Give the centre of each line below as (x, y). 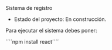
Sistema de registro (29, 8)
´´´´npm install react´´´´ (32, 42)
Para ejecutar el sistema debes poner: (51, 31)
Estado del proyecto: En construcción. (60, 19)
